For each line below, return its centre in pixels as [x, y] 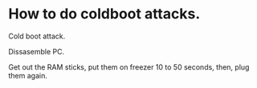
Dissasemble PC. [37, 51]
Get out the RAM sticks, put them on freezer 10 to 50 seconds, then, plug [129, 67]
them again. [28, 75]
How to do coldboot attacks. [104, 14]
